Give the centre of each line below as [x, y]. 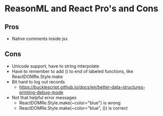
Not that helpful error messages [44, 97]
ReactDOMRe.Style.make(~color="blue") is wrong [70, 103]
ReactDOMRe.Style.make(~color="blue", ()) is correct [73, 108]
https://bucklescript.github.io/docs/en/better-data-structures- [82, 87]
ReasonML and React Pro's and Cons [81, 9]
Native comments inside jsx [40, 39]
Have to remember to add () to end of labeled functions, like [72, 71]
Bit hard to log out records [38, 81]
